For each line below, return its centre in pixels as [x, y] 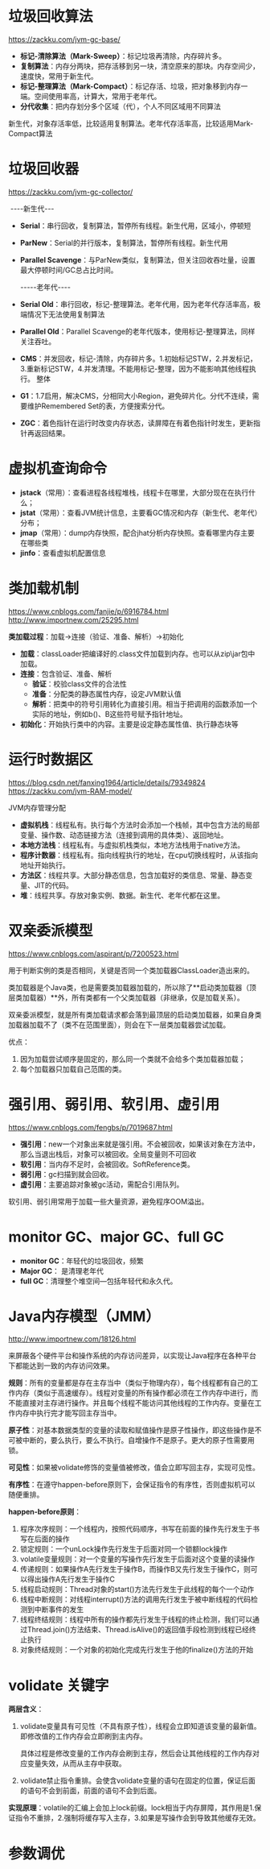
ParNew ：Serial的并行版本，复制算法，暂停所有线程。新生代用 [124, 242]
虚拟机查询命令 [58, 469]
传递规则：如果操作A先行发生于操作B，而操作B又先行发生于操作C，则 [135, 1569]
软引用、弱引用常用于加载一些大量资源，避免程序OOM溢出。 [108, 1201]
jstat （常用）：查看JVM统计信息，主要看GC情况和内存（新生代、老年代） [141, 512]
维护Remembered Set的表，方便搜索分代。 [98, 406]
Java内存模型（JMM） [84, 1316]
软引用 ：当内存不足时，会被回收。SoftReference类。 [107, 1164]
